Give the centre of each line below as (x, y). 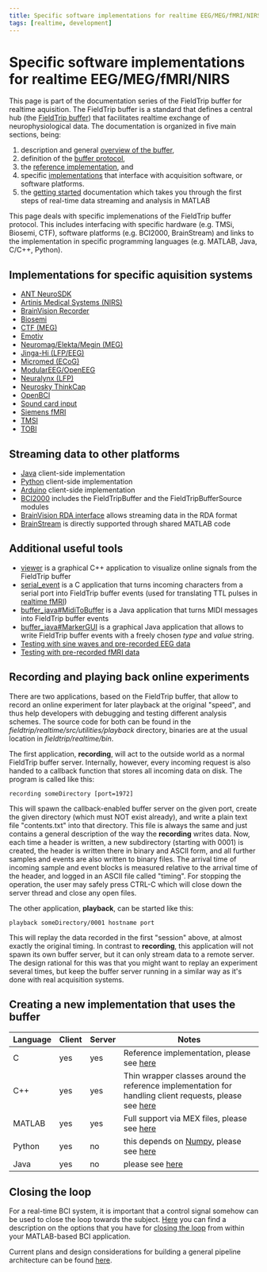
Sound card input (49, 404)
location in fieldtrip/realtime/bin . (61, 738)
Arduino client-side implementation (78, 490)
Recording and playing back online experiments (129, 677)
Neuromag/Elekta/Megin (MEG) (72, 345)
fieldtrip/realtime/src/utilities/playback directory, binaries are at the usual (128, 730)
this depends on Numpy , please (182, 1141)
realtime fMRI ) (44, 601)
